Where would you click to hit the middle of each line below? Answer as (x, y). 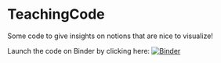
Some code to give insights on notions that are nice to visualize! (110, 36)
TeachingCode (56, 14)
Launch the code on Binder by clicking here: (79, 51)
